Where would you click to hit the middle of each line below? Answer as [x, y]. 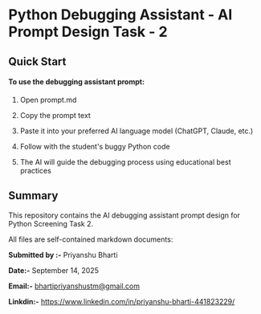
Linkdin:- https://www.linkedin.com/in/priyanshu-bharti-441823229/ [122, 301]
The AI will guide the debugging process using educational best [125, 161]
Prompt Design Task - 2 [88, 32]
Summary [33, 196]
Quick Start [37, 61]
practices [36, 170]
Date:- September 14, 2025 [53, 270]
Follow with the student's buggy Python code [95, 146]
